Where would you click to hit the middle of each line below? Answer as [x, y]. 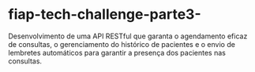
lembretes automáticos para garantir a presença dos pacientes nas [117, 52]
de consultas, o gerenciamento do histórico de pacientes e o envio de [122, 44]
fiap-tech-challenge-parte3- [105, 14]
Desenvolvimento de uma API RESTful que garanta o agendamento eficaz [128, 36]
